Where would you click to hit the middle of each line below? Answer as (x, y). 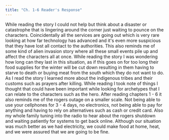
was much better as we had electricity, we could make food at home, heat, (83, 126)
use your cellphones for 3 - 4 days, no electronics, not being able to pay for (84, 105)
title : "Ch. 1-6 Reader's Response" (44, 10)
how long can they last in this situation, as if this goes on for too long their (82, 62)
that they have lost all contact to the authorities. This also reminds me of (80, 45)
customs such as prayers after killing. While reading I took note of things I (81, 83)
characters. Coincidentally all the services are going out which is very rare (82, 35)
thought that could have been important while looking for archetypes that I (82, 88)
